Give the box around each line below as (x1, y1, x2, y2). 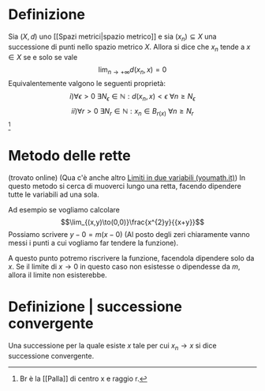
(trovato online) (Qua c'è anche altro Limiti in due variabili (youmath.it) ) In (8, 172, 246, 182)
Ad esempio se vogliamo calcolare (8, 205, 120, 214)
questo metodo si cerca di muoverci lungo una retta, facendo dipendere (8, 181, 242, 190)
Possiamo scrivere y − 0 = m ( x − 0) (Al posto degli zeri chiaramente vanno (8, 229, 250, 239)
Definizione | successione (8, 298, 183, 316)
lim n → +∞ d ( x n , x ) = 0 (98, 65, 167, 76)
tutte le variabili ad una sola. (8, 190, 100, 199)
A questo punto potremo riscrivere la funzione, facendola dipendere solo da (8, 253, 255, 262)
